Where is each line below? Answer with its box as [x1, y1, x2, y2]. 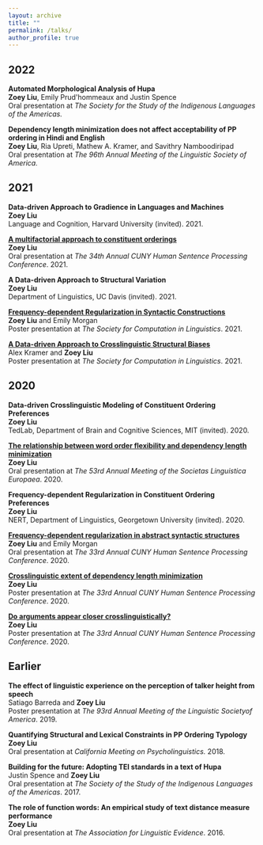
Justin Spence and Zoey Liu [8, 770, 100, 780]
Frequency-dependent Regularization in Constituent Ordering [8, 489, 216, 499]
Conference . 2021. [8, 259, 69, 269]
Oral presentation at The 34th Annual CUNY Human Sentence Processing [8, 251, 248, 261]
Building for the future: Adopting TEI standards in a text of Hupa [8, 762, 222, 771]
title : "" [8, 19, 41, 27]
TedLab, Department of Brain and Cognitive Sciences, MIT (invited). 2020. [8, 425, 250, 435]
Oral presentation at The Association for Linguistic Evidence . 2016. [8, 828, 225, 837]
